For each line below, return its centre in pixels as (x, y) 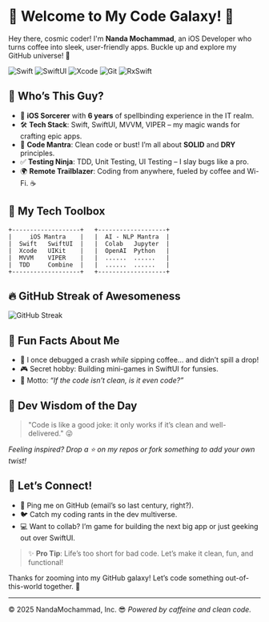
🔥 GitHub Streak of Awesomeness (95, 296)
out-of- (237, 578)
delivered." (46, 433)
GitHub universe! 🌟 (39, 55)
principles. (37, 153)
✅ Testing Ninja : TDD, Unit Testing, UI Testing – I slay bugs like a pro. (134, 161)
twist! (17, 461)
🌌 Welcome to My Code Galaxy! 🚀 (121, 16)
